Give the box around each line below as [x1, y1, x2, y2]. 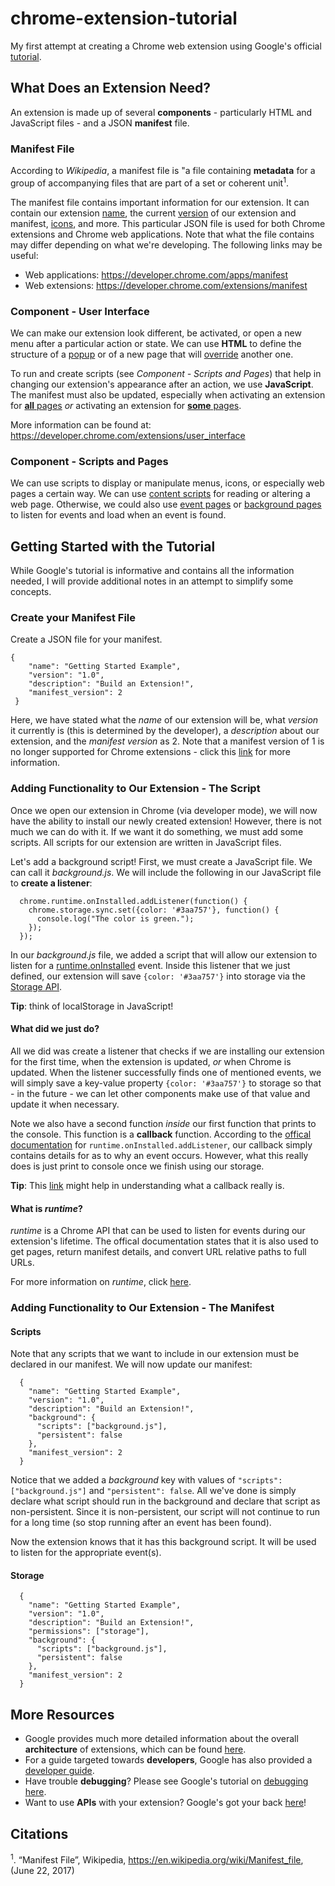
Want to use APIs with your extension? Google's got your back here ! [24, 1797, 307, 1809]
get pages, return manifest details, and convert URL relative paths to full [10, 1246, 307, 1258]
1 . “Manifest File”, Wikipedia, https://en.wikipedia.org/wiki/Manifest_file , [10, 1852, 304, 1866]
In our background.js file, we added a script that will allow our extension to [10, 948, 318, 961]
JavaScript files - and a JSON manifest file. [10, 117, 190, 129]
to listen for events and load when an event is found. [10, 509, 227, 521]
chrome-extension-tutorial [10, 7, 238, 30]
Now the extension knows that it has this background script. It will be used [10, 1536, 317, 1548]
